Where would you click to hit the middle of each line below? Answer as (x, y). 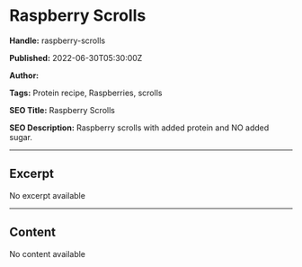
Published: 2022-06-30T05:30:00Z (76, 58)
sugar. (21, 137)
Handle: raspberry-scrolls (58, 40)
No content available (48, 254)
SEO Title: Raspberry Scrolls (62, 110)
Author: (24, 75)
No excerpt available (47, 195)
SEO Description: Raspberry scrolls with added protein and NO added (139, 128)
